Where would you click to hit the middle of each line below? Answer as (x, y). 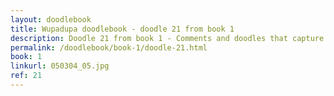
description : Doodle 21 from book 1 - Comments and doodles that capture (167, 38)
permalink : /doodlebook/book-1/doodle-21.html (109, 47)
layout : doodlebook (51, 19)
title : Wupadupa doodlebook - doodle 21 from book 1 (122, 29)
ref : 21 (26, 76)
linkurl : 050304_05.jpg (60, 66)
